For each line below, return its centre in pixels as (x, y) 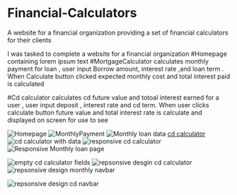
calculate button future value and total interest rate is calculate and (105, 112)
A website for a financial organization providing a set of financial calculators (118, 32)
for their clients (29, 40)
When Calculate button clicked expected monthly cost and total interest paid (119, 76)
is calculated (26, 83)
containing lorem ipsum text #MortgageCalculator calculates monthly (108, 61)
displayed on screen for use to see (58, 120)
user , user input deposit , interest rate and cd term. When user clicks (108, 105)
